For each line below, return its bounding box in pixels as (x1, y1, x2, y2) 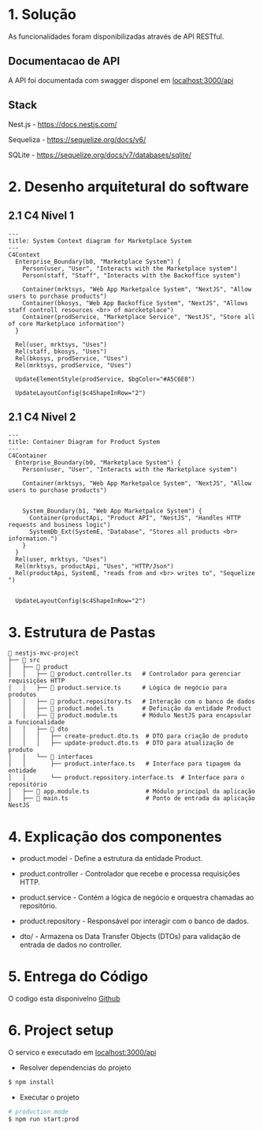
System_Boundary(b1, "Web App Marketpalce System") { (22, 507, 202, 515)
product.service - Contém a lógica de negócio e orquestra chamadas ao (19, 892, 254, 902)
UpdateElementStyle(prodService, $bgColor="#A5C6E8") (15, 375, 195, 383)
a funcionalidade (8, 719, 65, 727)
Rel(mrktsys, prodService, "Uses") (15, 361, 132, 369)
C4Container (8, 452, 47, 460)
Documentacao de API (8, 54, 120, 68)
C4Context (8, 250, 41, 258)
